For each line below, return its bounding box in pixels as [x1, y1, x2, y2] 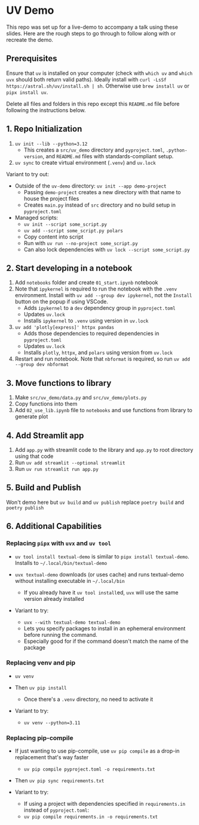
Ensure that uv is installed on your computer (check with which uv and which [6, 69, 193, 77]
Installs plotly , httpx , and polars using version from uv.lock [23, 349, 173, 356]
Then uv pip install [14, 684, 67, 691]
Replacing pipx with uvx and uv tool [6, 539, 112, 548]
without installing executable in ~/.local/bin [14, 577, 125, 584]
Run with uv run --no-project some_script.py [23, 239, 139, 246]
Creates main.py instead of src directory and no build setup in [23, 201, 176, 208]
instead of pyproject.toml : [23, 806, 90, 814]
